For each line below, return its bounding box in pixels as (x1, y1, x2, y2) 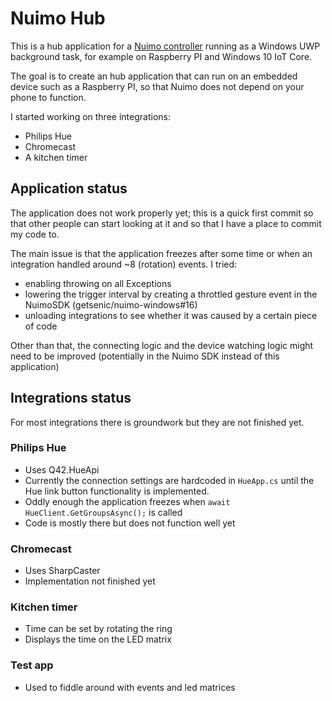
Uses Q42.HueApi (24, 463, 100, 476)
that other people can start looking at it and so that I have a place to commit (10, 217, 322, 229)
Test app (10, 658, 54, 672)
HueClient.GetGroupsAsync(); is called (24, 506, 183, 518)
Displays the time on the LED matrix (24, 633, 172, 646)
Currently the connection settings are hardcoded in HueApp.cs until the (24, 474, 315, 486)
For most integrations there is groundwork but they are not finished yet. (10, 416, 305, 428)
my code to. (10, 228, 60, 240)
